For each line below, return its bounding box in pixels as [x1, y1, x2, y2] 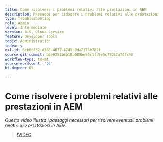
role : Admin [5, 20, 29, 26]
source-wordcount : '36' [5, 61, 53, 66]
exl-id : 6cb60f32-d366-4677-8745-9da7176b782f [5, 47, 101, 52]
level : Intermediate [5, 25, 47, 30]
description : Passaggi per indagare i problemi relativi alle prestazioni [5, 12, 160, 16]
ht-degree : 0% [5, 66, 34, 71]
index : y [5, 43, 23, 48]
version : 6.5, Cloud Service [5, 30, 64, 34]
